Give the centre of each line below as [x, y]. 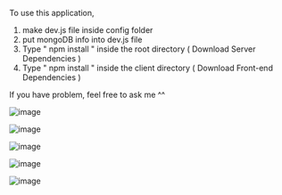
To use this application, [52, 13]
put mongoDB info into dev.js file [82, 40]
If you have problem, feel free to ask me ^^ [87, 94]
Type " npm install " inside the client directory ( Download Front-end [148, 68]
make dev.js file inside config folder [87, 30]
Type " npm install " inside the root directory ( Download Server [139, 49]
